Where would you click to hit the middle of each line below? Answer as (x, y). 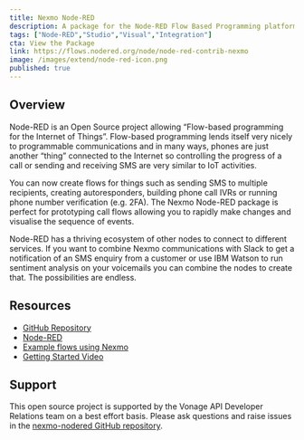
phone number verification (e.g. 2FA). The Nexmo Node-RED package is (144, 202)
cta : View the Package (52, 43)
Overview (38, 105)
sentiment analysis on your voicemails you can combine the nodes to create (151, 267)
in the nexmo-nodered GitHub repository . (86, 426)
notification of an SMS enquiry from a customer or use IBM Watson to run (146, 258)
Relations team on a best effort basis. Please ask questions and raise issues (151, 416)
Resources (40, 306)
